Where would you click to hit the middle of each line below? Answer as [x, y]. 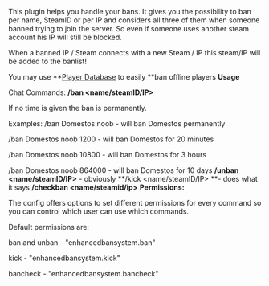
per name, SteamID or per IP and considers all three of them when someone [134, 20]
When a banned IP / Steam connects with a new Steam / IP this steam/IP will [134, 53]
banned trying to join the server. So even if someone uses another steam [129, 29]
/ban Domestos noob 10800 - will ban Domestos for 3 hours [108, 155]
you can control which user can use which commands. [99, 211]
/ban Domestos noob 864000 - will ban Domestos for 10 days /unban [124, 170]
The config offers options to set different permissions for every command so [135, 203]
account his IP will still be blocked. [65, 37]
